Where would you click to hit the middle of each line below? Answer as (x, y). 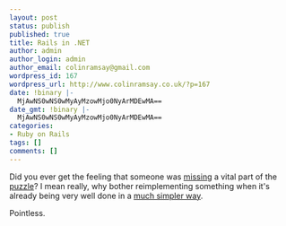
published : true (39, 34)
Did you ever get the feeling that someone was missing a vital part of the (143, 177)
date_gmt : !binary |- (50, 109)
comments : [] (34, 151)
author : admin (36, 51)
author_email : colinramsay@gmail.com (80, 68)
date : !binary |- (42, 92)
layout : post (34, 17)
